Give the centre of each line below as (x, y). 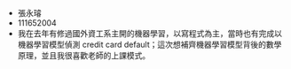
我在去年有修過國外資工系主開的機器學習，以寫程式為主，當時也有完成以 (149, 33)
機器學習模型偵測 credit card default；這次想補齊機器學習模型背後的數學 (149, 44)
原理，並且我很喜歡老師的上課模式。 (84, 55)
